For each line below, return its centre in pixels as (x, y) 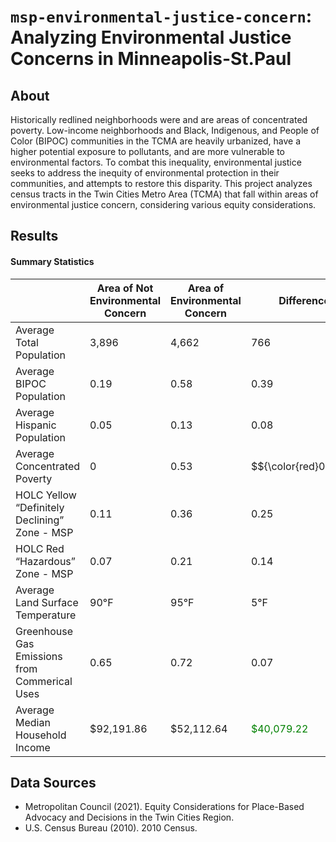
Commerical (44, 681)
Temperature (46, 615)
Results (34, 236)
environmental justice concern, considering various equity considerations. (163, 204)
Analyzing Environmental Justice (151, 37)
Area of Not (125, 288)
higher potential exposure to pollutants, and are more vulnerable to (147, 151)
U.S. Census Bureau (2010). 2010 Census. (111, 828)
